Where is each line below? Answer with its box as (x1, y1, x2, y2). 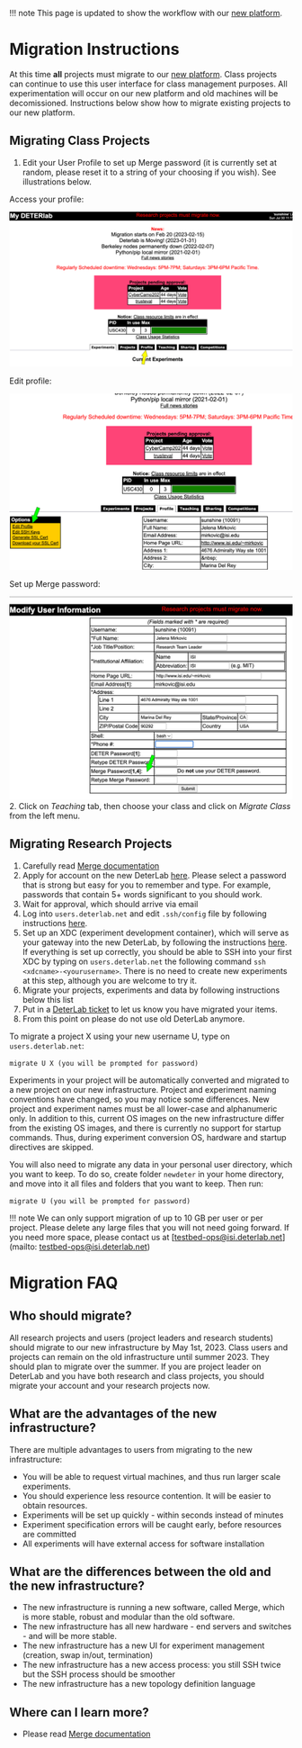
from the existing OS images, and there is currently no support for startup (9, 1122, 281, 1133)
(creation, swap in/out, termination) (22, 1650, 154, 1661)
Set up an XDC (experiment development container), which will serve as (22, 927, 289, 938)
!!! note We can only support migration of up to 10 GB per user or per (9, 1212, 263, 1223)
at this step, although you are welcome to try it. (22, 975, 198, 986)
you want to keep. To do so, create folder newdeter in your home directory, (9, 1168, 285, 1179)
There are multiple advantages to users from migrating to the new (9, 1444, 253, 1455)
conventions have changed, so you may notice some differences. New (9, 1094, 270, 1104)
